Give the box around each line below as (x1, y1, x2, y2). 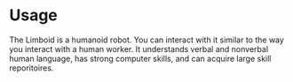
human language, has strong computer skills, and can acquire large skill (9, 53, 272, 63)
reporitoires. (9, 63, 54, 73)
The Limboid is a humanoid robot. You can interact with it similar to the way (9, 34, 284, 45)
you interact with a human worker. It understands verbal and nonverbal (9, 43, 269, 54)
